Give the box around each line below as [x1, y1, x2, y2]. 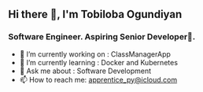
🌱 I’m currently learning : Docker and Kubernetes [19, 57, 179, 67]
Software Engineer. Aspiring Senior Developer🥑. [8, 31, 196, 42]
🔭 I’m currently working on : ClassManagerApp [19, 49, 172, 59]
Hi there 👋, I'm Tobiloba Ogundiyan [8, 8, 183, 21]
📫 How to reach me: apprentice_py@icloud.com [19, 75, 178, 84]
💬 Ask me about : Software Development [19, 66, 152, 75]
